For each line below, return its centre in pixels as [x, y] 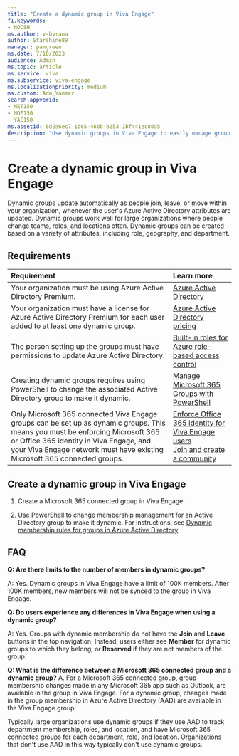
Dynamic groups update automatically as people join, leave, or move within [117, 203]
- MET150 [20, 107]
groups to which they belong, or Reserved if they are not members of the [115, 649]
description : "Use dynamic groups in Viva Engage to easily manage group [119, 133]
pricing [185, 326]
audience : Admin [31, 61]
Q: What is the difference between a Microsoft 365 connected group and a [119, 670]
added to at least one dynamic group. [73, 326]
